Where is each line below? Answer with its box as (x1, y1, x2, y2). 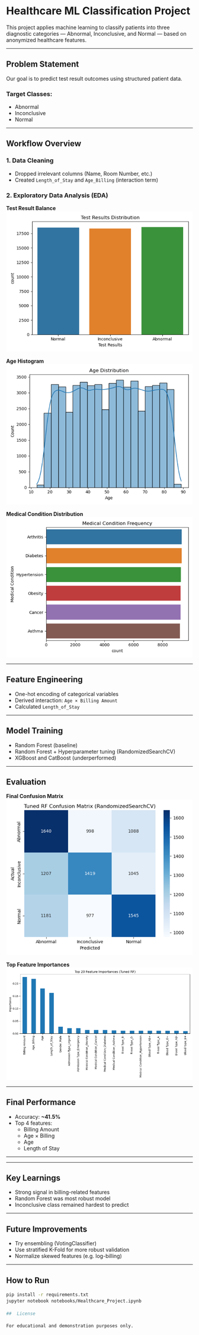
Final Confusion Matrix (6, 793, 64, 800)
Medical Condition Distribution (6, 511, 84, 518)
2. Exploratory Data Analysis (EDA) (6, 191, 108, 200)
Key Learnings (6, 1173, 61, 1183)
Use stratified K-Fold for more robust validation (14, 1246, 130, 1254)
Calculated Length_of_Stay (14, 703, 80, 710)
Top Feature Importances (6, 961, 70, 969)
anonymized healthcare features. (6, 36, 87, 43)
